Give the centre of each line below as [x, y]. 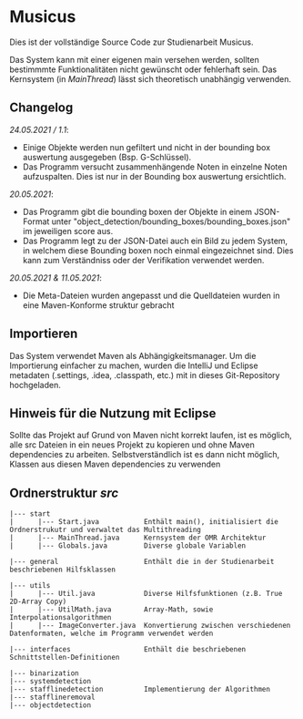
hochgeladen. [35, 385]
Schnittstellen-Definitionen [65, 658]
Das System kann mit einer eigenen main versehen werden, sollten [134, 59]
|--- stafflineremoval [52, 698]
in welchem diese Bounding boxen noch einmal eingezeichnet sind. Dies [158, 250]
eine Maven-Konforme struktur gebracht [98, 305]
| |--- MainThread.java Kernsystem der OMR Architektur [138, 538]
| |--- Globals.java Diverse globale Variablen [128, 546]
